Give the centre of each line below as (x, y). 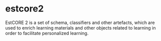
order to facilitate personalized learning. (47, 33)
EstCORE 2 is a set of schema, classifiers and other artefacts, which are (80, 22)
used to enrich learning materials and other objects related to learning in (80, 27)
